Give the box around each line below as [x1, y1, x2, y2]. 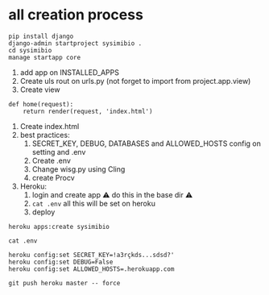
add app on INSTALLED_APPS [19, 67, 119, 77]
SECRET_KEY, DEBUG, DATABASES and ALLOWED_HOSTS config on [31, 139, 262, 148]
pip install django [8, 32, 74, 40]
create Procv [31, 172, 75, 182]
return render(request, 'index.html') [23, 107, 153, 115]
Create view [19, 85, 60, 94]
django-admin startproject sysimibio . [8, 39, 143, 48]
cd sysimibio [8, 46, 52, 54]
